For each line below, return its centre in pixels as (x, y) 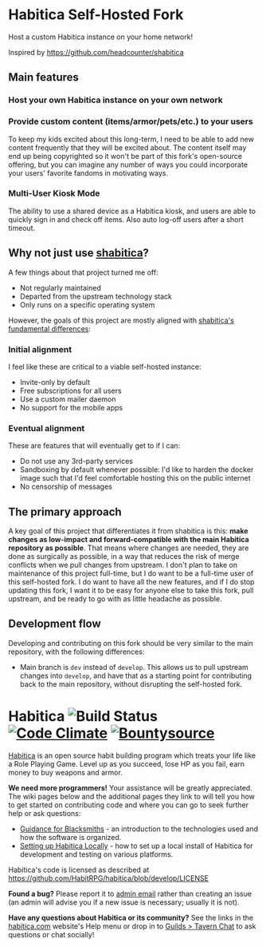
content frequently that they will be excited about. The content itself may (127, 147)
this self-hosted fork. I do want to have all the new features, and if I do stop (131, 582)
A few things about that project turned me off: (83, 272)
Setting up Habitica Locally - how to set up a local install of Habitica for (136, 846)
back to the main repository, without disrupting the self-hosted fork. (131, 684)
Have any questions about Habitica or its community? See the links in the (131, 917)
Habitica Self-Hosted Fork (96, 15)
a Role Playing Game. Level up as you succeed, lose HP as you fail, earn (127, 763)
